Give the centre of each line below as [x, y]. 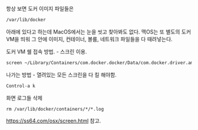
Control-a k [21, 86]
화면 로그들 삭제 [24, 98]
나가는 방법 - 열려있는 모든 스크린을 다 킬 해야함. [61, 75]
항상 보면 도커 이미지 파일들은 [40, 9]
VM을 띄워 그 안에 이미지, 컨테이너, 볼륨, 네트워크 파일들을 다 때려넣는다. [89, 39]
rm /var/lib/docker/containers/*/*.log [55, 109]
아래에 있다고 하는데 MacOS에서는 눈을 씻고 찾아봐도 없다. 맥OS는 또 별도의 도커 [99, 32]
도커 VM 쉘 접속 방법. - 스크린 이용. [47, 51]
